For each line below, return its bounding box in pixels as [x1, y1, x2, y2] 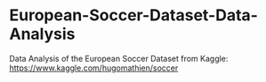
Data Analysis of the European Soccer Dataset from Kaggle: [9, 53, 229, 63]
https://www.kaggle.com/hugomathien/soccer [9, 63, 179, 73]
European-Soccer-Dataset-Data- [9, 5, 258, 26]
